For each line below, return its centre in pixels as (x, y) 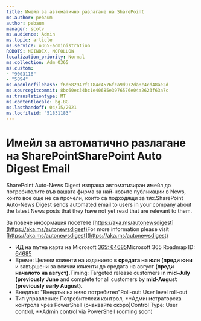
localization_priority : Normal (46, 57)
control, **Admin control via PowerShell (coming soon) (84, 311)
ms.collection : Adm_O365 (37, 62)
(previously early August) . (49, 286)
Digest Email (38, 168)
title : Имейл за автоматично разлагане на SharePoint (75, 12)
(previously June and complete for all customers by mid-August (96, 279)
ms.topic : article (29, 40)
